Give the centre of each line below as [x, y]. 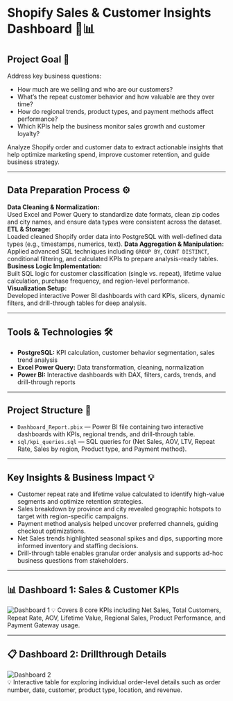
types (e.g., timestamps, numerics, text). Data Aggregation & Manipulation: [115, 244]
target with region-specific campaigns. [73, 516]
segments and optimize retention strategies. [80, 502]
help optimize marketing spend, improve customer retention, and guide [109, 155]
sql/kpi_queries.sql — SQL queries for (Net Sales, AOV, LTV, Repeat [116, 442]
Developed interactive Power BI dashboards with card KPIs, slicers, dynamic [116, 295]
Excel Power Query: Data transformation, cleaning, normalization [111, 367]
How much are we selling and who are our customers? [95, 89]
